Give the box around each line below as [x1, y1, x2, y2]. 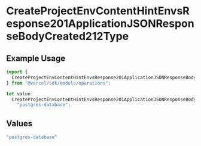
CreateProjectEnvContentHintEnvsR [6, 4, 190, 18]
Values [6, 118, 33, 129]
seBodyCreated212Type [6, 30, 129, 43]
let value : [6, 91, 33, 97]
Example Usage [6, 53, 66, 63]
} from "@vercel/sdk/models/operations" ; [6, 80, 111, 86]
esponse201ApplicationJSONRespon [6, 17, 194, 30]
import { [6, 69, 28, 75]
